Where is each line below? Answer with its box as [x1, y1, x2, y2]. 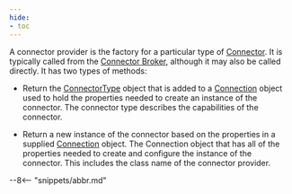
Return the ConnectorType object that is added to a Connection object [22, 83, 283, 93]
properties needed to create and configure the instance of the [22, 147, 252, 158]
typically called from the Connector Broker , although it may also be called [9, 56, 281, 66]
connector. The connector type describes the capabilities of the [22, 101, 259, 112]
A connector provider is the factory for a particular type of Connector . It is [9, 46, 283, 57]
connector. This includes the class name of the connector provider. [22, 157, 271, 168]
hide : [9, 13, 30, 22]
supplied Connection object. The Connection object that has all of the [22, 138, 280, 149]
